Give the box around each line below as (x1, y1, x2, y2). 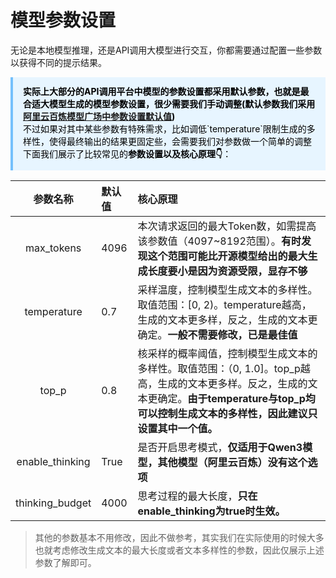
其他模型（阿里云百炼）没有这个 (157, 455, 308, 469)
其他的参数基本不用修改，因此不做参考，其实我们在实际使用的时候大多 (34, 531, 325, 543)
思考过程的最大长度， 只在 (137, 489, 258, 503)
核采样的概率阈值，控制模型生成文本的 (137, 346, 318, 360)
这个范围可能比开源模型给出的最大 (147, 249, 308, 263)
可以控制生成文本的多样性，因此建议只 (137, 406, 318, 420)
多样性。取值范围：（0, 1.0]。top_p (137, 361, 301, 375)
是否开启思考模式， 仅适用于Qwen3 (137, 440, 303, 454)
